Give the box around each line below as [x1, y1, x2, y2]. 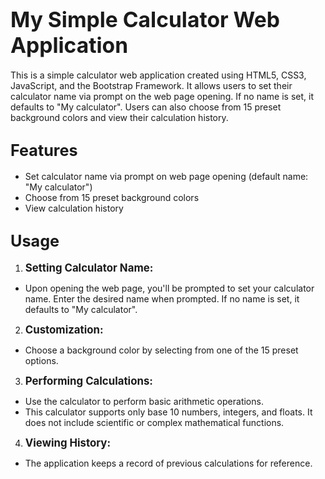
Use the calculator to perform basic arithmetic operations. [24, 395, 264, 407]
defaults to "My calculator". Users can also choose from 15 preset [10, 101, 282, 113]
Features [10, 141, 78, 161]
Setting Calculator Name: [24, 261, 154, 275]
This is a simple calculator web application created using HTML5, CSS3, [10, 69, 307, 81]
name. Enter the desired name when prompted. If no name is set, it [24, 292, 300, 305]
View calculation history [24, 202, 124, 214]
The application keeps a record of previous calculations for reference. [24, 457, 313, 469]
